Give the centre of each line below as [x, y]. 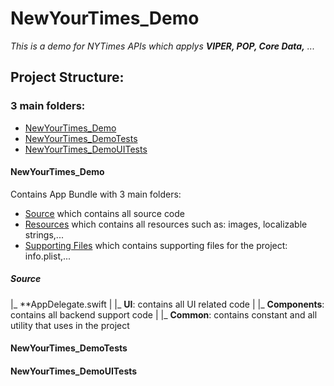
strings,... [44, 234]
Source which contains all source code [105, 213]
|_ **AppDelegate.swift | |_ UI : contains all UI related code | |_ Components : [167, 304]
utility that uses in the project [70, 325]
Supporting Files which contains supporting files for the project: [156, 245]
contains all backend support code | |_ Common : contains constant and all [164, 314]
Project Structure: [67, 77]
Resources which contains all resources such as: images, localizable [166, 224]
